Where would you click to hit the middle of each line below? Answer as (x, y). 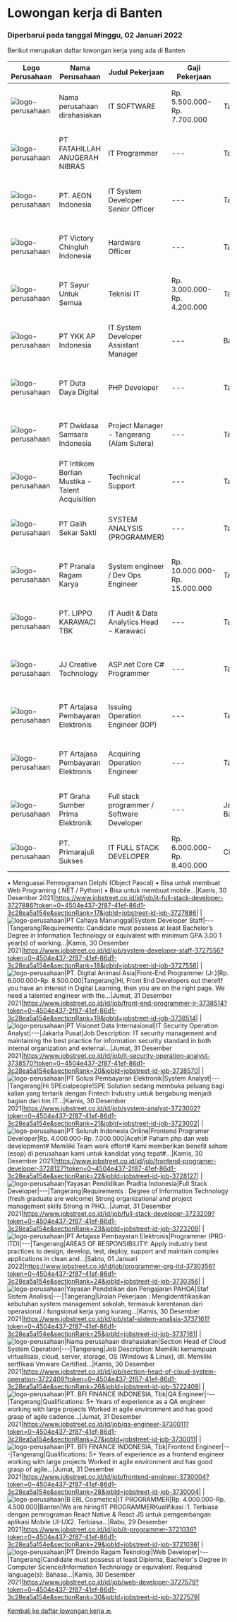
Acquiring (124, 754)
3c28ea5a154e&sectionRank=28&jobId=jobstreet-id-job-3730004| (104, 1492)
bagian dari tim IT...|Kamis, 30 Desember (67, 1101)
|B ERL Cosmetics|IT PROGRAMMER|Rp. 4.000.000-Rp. (145, 1500)
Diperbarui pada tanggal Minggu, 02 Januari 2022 (95, 35)
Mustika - (75, 481)
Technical (124, 477)
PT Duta (72, 384)
